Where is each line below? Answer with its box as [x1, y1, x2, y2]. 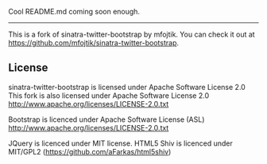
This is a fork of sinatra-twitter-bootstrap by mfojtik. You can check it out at [8, 29, 256, 39]
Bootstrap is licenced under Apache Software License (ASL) [8, 115, 205, 124]
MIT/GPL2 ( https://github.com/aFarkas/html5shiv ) [8, 146, 172, 156]
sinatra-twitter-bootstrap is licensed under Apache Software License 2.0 [8, 82, 246, 92]
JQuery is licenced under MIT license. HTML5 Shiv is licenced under [8, 139, 233, 148]
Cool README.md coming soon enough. [8, 7, 141, 16]
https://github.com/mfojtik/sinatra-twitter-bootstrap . [8, 38, 180, 47]
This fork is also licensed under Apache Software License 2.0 [8, 91, 209, 100]
